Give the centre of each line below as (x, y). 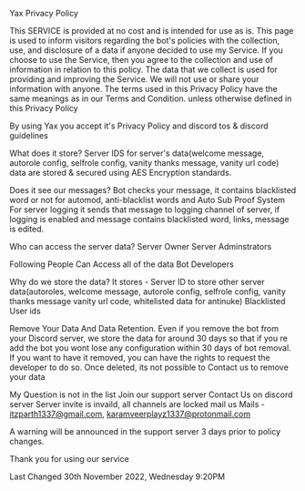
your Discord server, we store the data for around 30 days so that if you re (149, 338)
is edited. (27, 229)
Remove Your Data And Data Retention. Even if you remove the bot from (144, 328)
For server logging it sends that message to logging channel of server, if (145, 210)
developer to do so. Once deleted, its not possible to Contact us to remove (149, 367)
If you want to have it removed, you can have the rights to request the (140, 358)
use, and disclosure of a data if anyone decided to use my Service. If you (147, 50)
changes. (27, 441)
